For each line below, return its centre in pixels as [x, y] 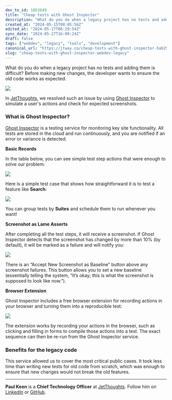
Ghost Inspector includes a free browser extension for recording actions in [84, 301]
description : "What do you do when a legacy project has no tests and [82, 19]
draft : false [19, 39]
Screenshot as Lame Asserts [37, 224]
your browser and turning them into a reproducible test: [64, 306]
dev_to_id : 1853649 [26, 10]
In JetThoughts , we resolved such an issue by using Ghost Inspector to [80, 98]
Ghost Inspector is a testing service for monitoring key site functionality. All [84, 128]
